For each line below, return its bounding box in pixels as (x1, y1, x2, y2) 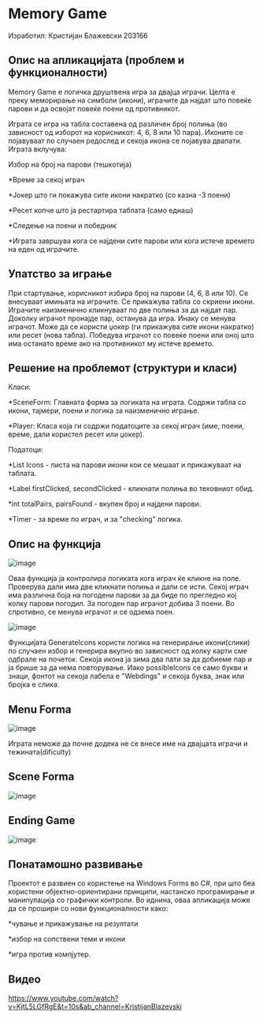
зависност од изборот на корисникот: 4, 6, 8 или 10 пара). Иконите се (8, 127, 243, 137)
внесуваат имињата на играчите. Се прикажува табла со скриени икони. (8, 297, 255, 306)
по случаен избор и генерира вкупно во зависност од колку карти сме (8, 646, 248, 656)
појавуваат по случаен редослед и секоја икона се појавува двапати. (8, 136, 243, 145)
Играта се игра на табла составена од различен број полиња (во (8, 119, 228, 129)
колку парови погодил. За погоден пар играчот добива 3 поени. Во (8, 599, 235, 609)
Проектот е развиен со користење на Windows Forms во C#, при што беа (8, 879, 256, 888)
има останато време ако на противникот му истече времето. (8, 339, 214, 348)
